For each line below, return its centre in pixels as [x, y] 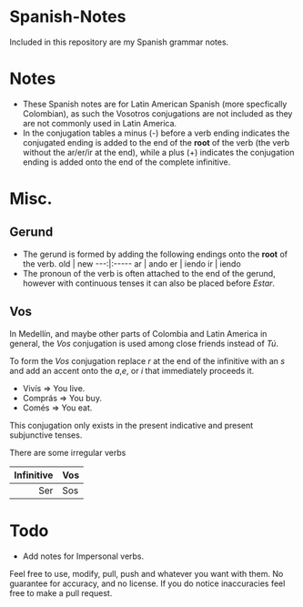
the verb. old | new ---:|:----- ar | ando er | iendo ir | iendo [131, 263]
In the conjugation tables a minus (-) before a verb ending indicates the [156, 133]
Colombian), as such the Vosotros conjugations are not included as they [157, 113]
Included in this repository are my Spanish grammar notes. [119, 42]
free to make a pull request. [61, 592]
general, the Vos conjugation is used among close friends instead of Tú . [144, 343]
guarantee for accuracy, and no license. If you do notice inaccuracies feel [147, 583]
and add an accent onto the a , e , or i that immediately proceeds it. [132, 370]
